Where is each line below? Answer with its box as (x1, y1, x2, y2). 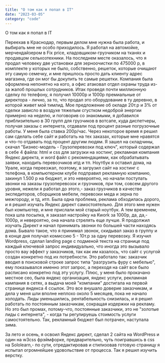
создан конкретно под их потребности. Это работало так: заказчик (5, 254, 147, 260)
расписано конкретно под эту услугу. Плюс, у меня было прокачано (5, 269, 150, 276)
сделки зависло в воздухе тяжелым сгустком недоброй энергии (5, 107, 142, 113)
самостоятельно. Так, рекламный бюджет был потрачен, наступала (5, 317, 149, 323)
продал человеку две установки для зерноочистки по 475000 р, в (5, 60, 145, 66)
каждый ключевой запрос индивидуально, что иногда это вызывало (5, 243, 150, 249)
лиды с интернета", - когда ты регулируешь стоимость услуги (5, 311, 136, 318)
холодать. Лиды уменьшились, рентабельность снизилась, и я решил (5, 296, 153, 302)
